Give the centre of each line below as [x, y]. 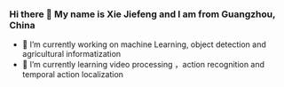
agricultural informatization [71, 54]
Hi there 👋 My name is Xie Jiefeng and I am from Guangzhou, [142, 14]
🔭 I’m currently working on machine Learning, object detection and [144, 44]
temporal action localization [73, 75]
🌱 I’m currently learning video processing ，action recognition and [143, 65]
